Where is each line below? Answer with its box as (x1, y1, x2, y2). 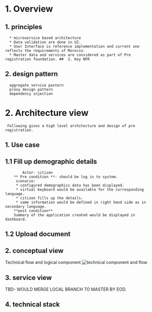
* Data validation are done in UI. (9, 40, 81, 45)
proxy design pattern (9, 87, 53, 92)
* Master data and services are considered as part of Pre (9, 52, 131, 57)
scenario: (15, 179, 36, 183)
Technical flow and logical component (5, 260, 81, 265)
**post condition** (14, 208, 53, 213)
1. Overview (5, 3, 53, 15)
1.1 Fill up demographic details (5, 157, 97, 165)
